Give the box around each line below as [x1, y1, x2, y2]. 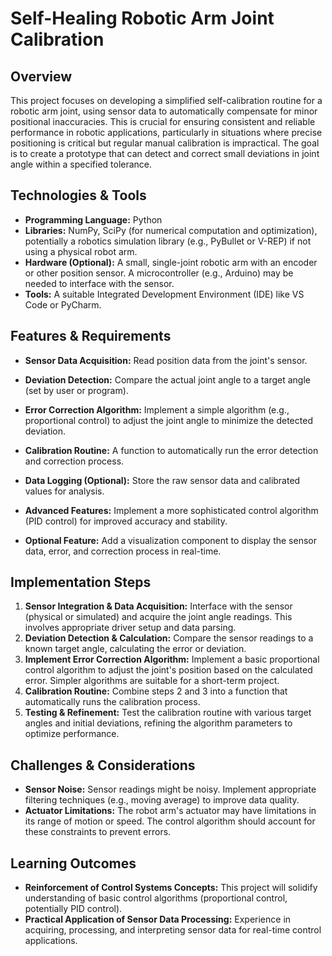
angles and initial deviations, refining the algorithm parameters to [24, 717, 293, 729]
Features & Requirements [10, 328, 172, 345]
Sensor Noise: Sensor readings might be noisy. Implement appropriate [24, 783, 317, 796]
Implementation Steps [10, 574, 152, 591]
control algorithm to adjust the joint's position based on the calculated [24, 664, 313, 676]
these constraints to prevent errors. [24, 826, 172, 838]
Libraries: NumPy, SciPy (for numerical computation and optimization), [24, 224, 318, 236]
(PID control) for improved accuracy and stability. [24, 515, 228, 527]
